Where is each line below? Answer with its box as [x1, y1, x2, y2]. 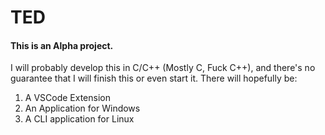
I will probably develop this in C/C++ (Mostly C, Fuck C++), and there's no [10, 62, 316, 74]
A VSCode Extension [24, 92, 111, 104]
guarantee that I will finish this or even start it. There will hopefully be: [10, 72, 298, 85]
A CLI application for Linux [24, 113, 135, 125]
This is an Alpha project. [10, 39, 114, 51]
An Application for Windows [24, 102, 141, 115]
